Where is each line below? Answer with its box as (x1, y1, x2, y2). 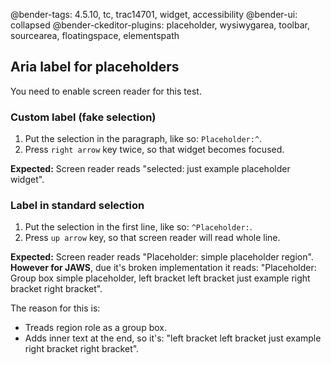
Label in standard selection (10, 199, 145, 213)
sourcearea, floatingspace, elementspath (10, 30, 180, 41)
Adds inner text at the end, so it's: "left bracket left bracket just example (24, 332, 322, 344)
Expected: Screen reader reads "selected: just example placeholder (10, 163, 291, 175)
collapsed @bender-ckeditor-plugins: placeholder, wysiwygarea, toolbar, (10, 19, 310, 31)
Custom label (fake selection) (10, 110, 157, 124)
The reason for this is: (10, 302, 101, 314)
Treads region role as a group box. (24, 322, 167, 334)
